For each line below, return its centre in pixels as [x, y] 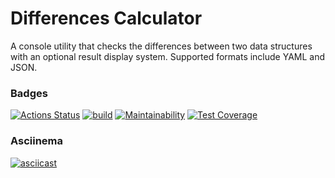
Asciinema [37, 141]
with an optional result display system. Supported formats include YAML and [168, 56]
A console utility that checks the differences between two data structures [161, 46]
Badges [29, 93]
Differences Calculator [106, 18]
